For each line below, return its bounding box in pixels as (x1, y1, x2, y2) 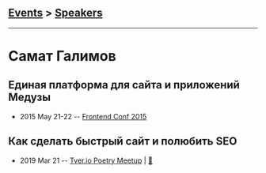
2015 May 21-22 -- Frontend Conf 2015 (19, 111, 147, 121)
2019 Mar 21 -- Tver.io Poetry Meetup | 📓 (19, 156, 153, 165)
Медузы (8, 91, 51, 104)
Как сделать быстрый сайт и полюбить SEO (8, 134, 237, 149)
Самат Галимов (8, 47, 116, 65)
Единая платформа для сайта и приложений (8, 78, 240, 92)
